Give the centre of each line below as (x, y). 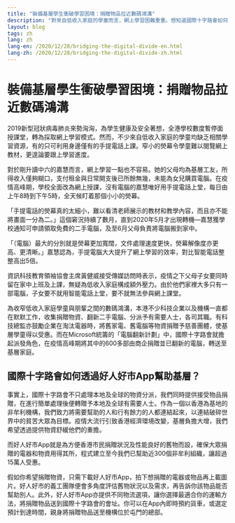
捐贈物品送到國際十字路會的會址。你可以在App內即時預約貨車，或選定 (126, 503)
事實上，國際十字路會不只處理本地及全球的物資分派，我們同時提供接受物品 (114, 395)
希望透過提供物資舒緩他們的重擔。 (56, 430)
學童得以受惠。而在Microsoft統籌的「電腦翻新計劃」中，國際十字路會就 (116, 334)
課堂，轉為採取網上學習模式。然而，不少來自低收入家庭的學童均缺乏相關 (117, 137)
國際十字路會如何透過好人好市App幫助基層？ (104, 376)
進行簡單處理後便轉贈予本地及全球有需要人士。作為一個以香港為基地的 (127, 403)
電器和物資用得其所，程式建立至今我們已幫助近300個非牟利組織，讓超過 (123, 453)
